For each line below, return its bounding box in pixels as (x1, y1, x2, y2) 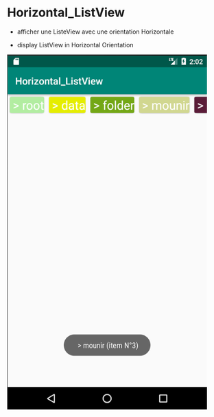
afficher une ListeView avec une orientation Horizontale (16, 27, 174, 36)
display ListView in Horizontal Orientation (16, 40, 134, 49)
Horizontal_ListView (7, 5, 126, 21)
